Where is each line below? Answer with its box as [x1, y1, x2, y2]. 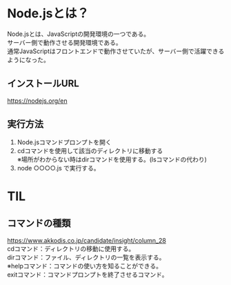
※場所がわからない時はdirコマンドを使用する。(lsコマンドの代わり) [17, 155, 207, 164]
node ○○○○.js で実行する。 [17, 164, 100, 172]
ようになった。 [7, 55, 50, 63]
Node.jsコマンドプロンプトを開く [17, 138, 112, 146]
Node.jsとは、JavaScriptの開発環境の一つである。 [7, 30, 150, 38]
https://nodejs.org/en [7, 97, 68, 105]
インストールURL [7, 78, 79, 90]
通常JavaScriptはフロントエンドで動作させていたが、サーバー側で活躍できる [7, 47, 225, 55]
